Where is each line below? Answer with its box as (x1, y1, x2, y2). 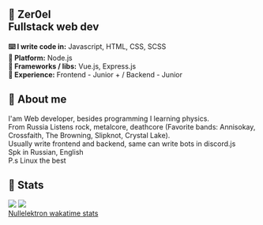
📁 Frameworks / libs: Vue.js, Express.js (8, 61, 137, 71)
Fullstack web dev (8, 21, 100, 34)
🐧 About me (8, 92, 67, 107)
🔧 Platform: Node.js (8, 53, 73, 62)
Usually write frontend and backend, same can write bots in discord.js (8, 139, 236, 148)
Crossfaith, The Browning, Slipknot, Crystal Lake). (8, 130, 171, 140)
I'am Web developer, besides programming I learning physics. (8, 114, 209, 123)
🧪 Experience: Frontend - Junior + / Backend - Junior (8, 69, 183, 79)
